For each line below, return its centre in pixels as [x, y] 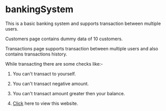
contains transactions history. [36, 54]
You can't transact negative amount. [51, 84]
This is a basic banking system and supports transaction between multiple [83, 23]
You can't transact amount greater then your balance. [69, 93]
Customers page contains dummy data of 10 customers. [64, 39]
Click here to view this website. [45, 103]
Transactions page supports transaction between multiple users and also [82, 48]
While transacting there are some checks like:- [54, 64]
